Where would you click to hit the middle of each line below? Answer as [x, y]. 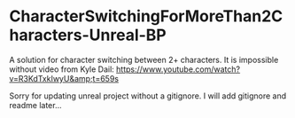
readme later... [35, 105]
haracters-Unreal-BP [88, 35]
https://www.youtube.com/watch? [179, 69]
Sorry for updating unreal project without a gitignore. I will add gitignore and [148, 96]
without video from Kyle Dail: [62, 69]
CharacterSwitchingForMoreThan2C [146, 16]
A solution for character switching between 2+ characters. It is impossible [144, 59]
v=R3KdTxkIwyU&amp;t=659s [64, 78]
